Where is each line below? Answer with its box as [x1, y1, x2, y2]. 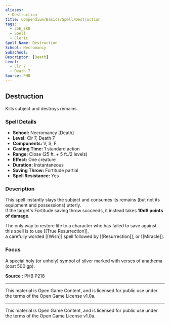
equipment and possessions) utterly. [5, 202, 81, 208]
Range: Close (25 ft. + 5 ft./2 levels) [12, 151, 88, 157]
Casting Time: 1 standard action [12, 145, 80, 152]
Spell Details [5, 118, 37, 125]
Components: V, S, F [12, 140, 57, 146]
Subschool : [5, 50, 28, 55]
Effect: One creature [12, 156, 56, 163]
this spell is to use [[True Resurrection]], [5, 228, 89, 234]
